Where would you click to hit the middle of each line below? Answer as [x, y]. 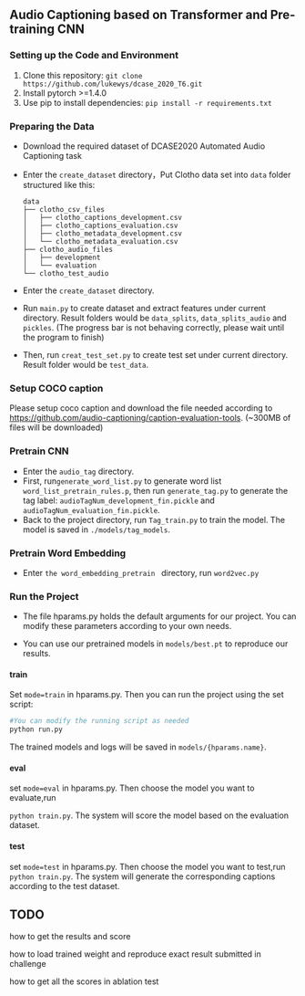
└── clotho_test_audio [66, 273]
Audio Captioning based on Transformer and [139, 15]
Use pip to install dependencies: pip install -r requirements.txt [147, 102]
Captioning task [52, 155]
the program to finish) [63, 337]
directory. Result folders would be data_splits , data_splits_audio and [154, 318]
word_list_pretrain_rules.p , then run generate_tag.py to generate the [155, 490]
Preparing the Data [52, 126]
